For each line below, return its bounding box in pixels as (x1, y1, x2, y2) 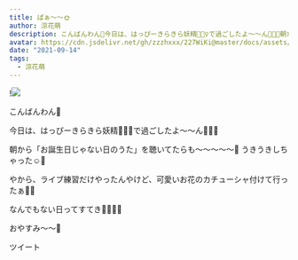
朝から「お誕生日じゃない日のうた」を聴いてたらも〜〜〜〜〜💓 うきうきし (9, 144, 281, 154)
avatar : (9, 37, 38, 47)
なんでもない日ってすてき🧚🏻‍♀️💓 (9, 203, 122, 214)
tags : (9, 54, 29, 63)
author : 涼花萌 (9, 21, 61, 30)
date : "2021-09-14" (9, 46, 82, 55)
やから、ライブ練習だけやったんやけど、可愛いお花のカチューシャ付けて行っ (9, 174, 289, 185)
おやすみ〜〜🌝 (9, 223, 62, 233)
